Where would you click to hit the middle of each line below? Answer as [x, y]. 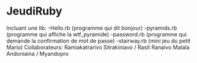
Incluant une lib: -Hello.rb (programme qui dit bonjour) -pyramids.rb [92, 28]
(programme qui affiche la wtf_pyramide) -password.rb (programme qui [97, 34]
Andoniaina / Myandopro [38, 53]
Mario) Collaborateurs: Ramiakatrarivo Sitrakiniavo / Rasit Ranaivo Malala [98, 47]
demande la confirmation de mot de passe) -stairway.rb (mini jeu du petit [98, 41]
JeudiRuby [34, 11]
